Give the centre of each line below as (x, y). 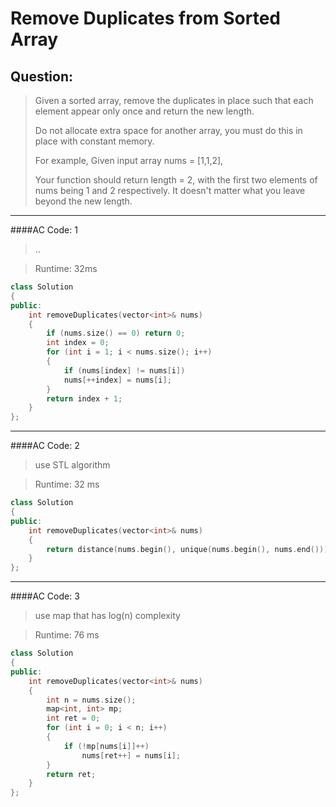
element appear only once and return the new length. (144, 111)
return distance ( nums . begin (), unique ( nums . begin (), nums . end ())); (189, 549)
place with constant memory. (94, 141)
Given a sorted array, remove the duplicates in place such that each (174, 100)
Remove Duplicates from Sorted (145, 18)
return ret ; (71, 774)
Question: (42, 76)
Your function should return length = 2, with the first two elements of (176, 180)
